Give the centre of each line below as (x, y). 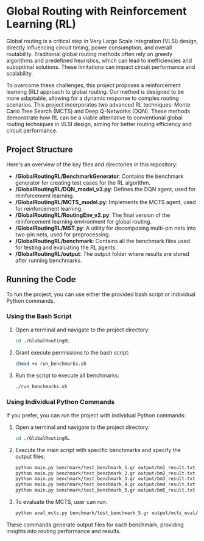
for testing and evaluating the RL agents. (66, 247)
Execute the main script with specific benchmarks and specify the (98, 450)
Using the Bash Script (39, 316)
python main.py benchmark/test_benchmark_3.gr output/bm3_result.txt (105, 479)
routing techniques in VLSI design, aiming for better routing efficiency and (99, 124)
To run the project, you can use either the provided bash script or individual (101, 294)
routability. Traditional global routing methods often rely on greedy (89, 54)
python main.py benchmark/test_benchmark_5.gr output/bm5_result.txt (105, 490)
